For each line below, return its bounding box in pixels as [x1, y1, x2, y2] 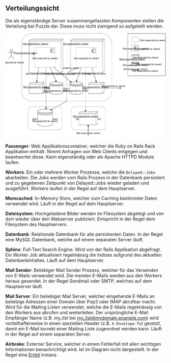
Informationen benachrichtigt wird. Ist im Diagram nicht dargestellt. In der [5, 346, 159, 352]
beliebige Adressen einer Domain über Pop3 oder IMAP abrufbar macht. [5, 298, 157, 304]
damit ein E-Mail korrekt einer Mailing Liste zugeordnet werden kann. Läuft [5, 325, 162, 331]
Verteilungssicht [5, 4, 60, 13]
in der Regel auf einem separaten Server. [5, 331, 91, 337]
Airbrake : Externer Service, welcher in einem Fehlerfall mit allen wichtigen [5, 341, 161, 347]
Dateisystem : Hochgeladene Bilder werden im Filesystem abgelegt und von [5, 210, 164, 216]
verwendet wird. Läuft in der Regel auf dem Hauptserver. [5, 201, 125, 207]
